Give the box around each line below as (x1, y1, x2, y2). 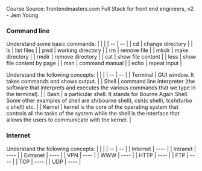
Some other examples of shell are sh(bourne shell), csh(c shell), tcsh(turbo (6, 97, 192, 105)
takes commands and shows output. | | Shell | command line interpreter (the (6, 78, 195, 85)
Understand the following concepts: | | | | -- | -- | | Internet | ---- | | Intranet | (6, 145, 196, 152)
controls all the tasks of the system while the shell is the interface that (6, 110, 180, 117)
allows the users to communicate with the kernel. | (6, 116, 131, 123)
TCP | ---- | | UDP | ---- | (19, 158, 81, 165)
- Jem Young (6, 11, 39, 19)
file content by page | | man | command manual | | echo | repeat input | (6, 60, 182, 67)
